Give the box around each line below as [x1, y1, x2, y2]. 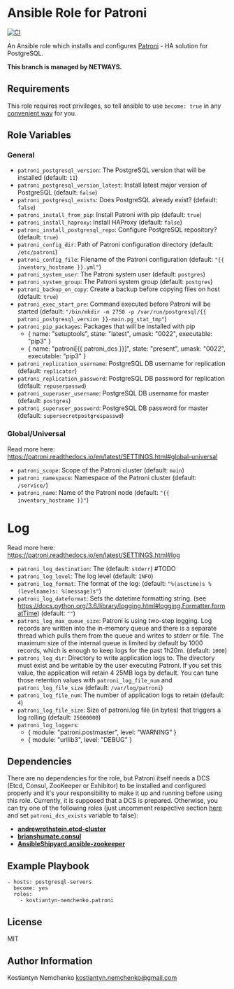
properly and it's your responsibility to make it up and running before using [7, 789, 223, 797]
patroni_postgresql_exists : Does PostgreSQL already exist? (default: [17, 196, 218, 204]
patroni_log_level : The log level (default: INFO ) [17, 572, 154, 580]
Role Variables [7, 129, 71, 141]
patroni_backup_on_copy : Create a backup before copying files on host [17, 285, 220, 293]
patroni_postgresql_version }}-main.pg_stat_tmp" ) [17, 315, 168, 323]
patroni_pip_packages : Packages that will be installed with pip [17, 322, 196, 330]
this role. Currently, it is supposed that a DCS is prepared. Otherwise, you [7, 797, 218, 805]
